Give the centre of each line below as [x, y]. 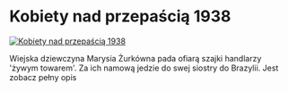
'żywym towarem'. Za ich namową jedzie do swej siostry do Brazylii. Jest [144, 68]
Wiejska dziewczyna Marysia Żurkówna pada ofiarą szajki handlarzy [135, 58]
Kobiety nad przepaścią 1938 [120, 17]
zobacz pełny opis [43, 77]
